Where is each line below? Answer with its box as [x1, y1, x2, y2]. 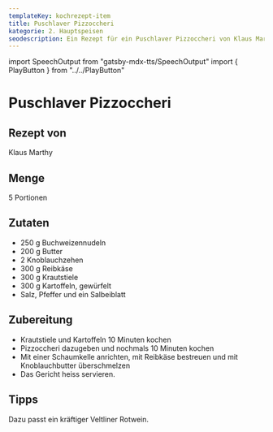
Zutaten [8, 216, 50, 230]
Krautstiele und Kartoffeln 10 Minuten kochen [19, 335, 172, 344]
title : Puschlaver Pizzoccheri [8, 19, 115, 28]
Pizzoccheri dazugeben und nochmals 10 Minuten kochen [19, 343, 214, 353]
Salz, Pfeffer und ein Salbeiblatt [19, 289, 126, 299]
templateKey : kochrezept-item [8, 11, 111, 20]
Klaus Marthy [8, 148, 53, 158]
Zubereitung [8, 313, 73, 327]
